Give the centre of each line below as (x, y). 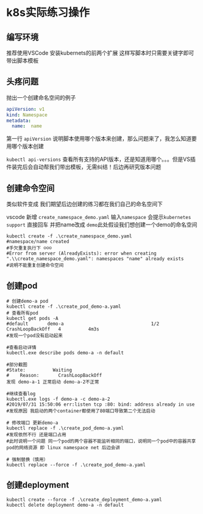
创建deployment (38, 485)
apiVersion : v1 (26, 109)
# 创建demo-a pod (27, 301)
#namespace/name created (38, 242)
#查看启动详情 (21, 347)
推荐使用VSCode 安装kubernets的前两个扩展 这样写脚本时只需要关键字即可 (100, 53)
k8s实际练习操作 (48, 13)
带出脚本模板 (22, 61)
